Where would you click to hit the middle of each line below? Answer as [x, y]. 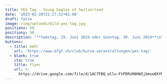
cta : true [24, 60]
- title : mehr [24, 46]
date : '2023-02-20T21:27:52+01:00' [42, 14]
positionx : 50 [20, 28]
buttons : [14, 42]
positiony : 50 [20, 33]
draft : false [19, 19]
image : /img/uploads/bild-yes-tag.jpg [45, 23]
